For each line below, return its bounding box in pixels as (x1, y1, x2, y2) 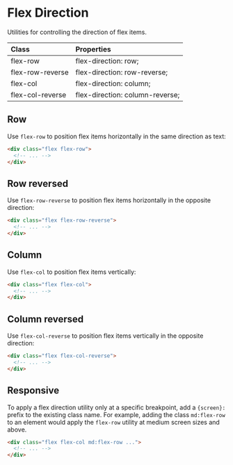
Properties (75, 44, 111, 54)
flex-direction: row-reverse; (75, 67, 168, 77)
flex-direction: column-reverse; (75, 90, 180, 99)
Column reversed (7, 313, 84, 325)
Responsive (7, 384, 60, 397)
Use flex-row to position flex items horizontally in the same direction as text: (7, 132, 226, 140)
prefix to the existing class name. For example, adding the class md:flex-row (7, 410, 226, 418)
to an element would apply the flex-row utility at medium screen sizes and (7, 418, 220, 426)
